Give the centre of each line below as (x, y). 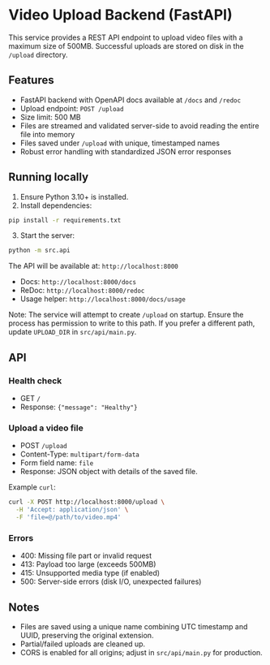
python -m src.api (39, 250)
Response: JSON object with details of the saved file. (109, 472)
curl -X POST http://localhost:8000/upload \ (86, 502)
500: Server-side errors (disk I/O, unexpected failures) (111, 581)
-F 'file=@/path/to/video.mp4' (69, 517)
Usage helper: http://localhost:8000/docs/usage (103, 299)
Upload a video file (46, 428)
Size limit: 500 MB (50, 117)
